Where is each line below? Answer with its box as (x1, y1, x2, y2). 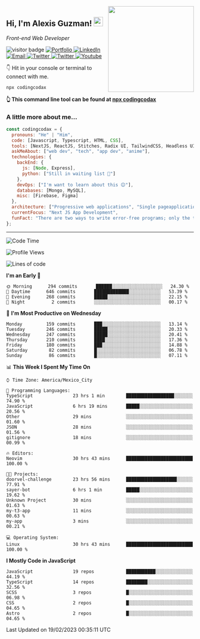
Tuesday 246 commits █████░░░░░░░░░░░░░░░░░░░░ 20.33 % (6, 326, 187, 332)
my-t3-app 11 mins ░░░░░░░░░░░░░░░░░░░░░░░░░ (6, 508, 193, 514)
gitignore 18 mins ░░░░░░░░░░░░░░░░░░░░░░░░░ (6, 434, 193, 441)
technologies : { (11, 154, 52, 160)
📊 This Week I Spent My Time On (6, 363, 90, 370)
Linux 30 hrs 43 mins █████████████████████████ (6, 541, 193, 547)
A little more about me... (6, 113, 77, 121)
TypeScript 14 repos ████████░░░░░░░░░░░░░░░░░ (6, 579, 193, 585)
